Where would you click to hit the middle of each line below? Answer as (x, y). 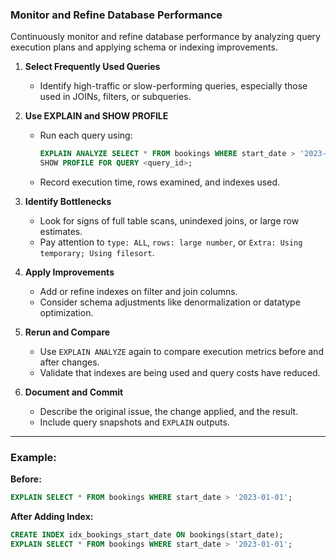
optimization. (66, 313)
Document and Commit (74, 392)
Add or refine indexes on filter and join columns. (138, 292)
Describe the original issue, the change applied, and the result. (169, 412)
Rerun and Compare (67, 332)
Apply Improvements (69, 272)
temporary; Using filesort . (97, 253)
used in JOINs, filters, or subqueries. (115, 97)
